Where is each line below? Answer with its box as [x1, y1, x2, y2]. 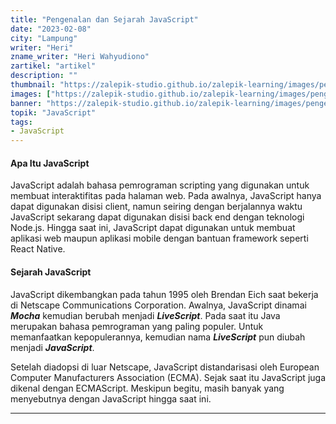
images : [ [10, 89, 52, 99]
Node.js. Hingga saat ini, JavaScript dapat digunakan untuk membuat [10, 222, 296, 234]
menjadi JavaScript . [10, 341, 95, 353]
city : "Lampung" [10, 33, 78, 43]
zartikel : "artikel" [10, 61, 97, 71]
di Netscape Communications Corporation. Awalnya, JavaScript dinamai [10, 299, 307, 311]
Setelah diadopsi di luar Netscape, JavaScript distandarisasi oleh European [10, 361, 320, 373]
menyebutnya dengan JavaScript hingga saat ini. [10, 392, 212, 405]
